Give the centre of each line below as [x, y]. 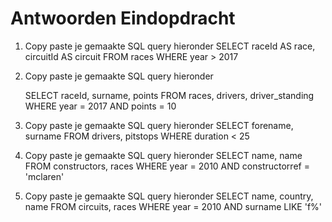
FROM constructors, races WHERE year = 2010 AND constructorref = [167, 166]
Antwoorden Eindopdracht [123, 18]
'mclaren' [44, 176]
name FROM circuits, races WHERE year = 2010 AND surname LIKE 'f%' [173, 206]
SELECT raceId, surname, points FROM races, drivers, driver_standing [169, 95]
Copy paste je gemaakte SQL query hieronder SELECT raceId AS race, [170, 46]
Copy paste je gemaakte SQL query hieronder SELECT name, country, [169, 196]
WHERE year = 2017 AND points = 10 [100, 106]
